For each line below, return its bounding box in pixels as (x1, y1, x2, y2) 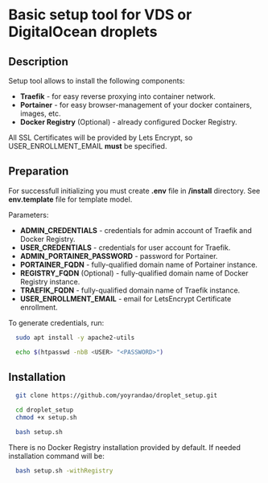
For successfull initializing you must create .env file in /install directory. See (8, 186, 261, 195)
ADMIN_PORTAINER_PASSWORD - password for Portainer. (19, 251, 218, 260)
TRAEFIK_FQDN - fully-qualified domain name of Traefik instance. (19, 285, 241, 295)
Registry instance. (19, 276, 80, 286)
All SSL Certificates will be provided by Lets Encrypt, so (8, 133, 193, 142)
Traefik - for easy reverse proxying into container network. (19, 92, 216, 101)
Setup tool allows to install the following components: (8, 76, 185, 85)
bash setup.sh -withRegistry (15, 466, 113, 475)
